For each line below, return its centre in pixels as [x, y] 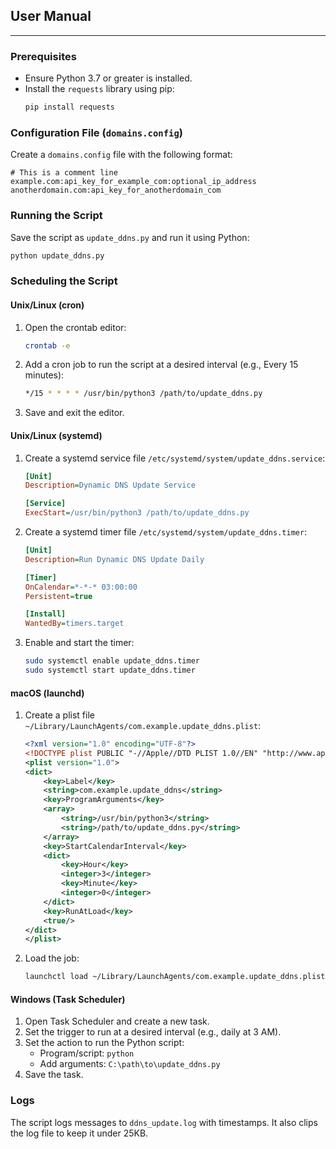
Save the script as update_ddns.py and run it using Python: [130, 237]
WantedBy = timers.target [74, 624]
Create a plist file [59, 715]
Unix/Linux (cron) [47, 305]
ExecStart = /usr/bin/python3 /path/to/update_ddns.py [137, 513]
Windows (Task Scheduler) [68, 999]
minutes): [44, 375]
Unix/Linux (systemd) [56, 435]
